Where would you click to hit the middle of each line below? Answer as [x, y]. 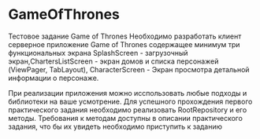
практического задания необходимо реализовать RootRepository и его [128, 110]
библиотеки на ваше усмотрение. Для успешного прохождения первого [130, 101]
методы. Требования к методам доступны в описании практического [125, 118]
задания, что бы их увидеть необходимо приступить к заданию [115, 126]
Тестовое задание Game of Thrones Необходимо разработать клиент [125, 36]
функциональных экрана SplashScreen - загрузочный [98, 53]
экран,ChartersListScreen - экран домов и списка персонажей [113, 61]
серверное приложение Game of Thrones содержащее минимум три [124, 44]
